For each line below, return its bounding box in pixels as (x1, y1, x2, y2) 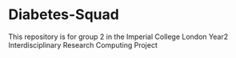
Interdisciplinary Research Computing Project (8, 40, 158, 49)
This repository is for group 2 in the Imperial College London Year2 (8, 32, 229, 41)
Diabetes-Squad (8, 6, 120, 24)
